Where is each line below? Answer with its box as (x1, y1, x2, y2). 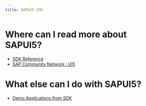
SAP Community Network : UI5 (12, 61, 75, 67)
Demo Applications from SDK (12, 95, 72, 101)
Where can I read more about (5, 28, 127, 40)
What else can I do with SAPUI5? (5, 78, 142, 90)
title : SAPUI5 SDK (5, 7, 43, 12)
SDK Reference (12, 56, 44, 62)
